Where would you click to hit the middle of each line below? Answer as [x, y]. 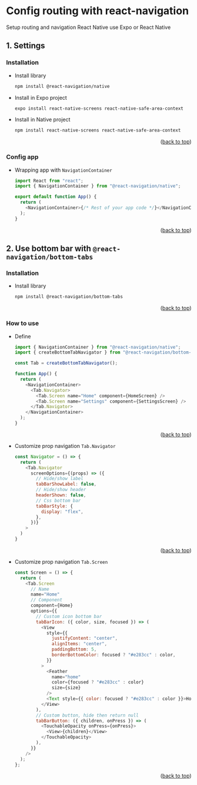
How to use [23, 323]
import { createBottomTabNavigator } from [67, 352]
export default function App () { [56, 197]
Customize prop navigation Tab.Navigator [65, 446]
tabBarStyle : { [55, 506]
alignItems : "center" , [80, 644]
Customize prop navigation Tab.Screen [61, 561]
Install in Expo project [41, 97]
